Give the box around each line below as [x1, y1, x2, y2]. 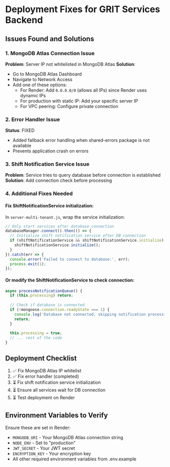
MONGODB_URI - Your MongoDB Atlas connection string [12, 434, 123, 440]
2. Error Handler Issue [5, 115, 60, 123]
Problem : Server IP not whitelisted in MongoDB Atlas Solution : [5, 61, 136, 67]
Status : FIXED [5, 128, 35, 134]
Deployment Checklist [5, 354, 77, 363]
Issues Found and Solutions [5, 34, 95, 43]
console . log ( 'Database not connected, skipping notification [14, 312, 146, 317]
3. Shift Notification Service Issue [5, 161, 90, 168]
